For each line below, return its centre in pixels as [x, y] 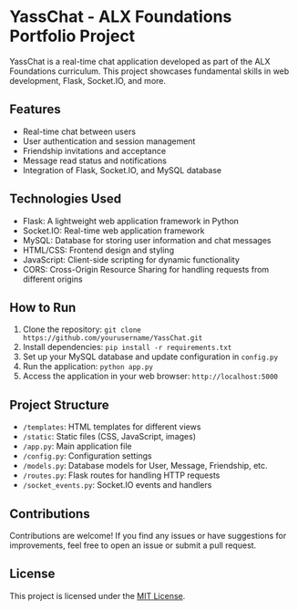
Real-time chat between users [79, 131]
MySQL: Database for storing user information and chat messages [147, 240]
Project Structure [59, 404]
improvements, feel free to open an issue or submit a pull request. [133, 545]
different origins [53, 279]
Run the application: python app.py [87, 367]
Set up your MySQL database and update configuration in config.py [150, 357]
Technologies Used [65, 199]
